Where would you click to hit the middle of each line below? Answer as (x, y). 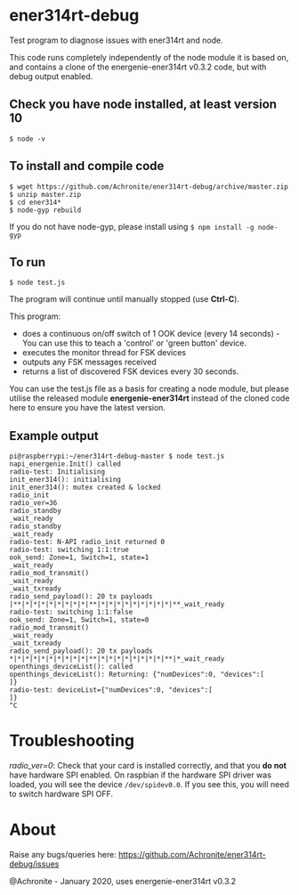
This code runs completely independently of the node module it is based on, (149, 57)
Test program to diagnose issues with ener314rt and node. (117, 40)
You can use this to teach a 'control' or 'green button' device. (134, 343)
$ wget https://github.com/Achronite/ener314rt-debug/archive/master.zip (149, 187)
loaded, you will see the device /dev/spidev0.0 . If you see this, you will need (149, 785)
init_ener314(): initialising (65, 480)
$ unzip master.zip (45, 194)
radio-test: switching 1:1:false (71, 612)
